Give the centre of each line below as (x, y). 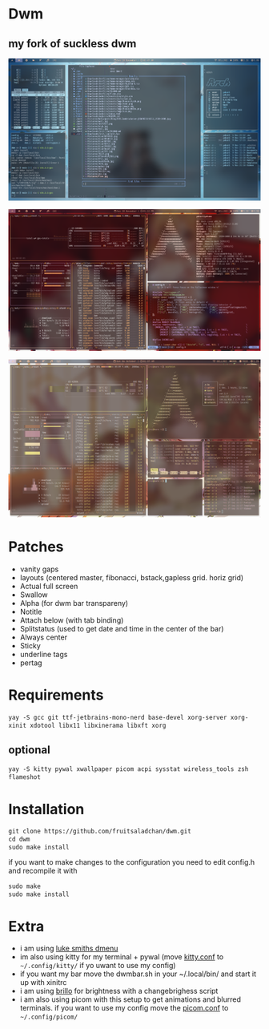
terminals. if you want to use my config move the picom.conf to (124, 1008)
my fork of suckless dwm (72, 44)
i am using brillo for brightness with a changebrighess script (119, 991)
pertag (31, 663)
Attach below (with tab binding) (72, 620)
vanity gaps (39, 569)
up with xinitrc (43, 983)
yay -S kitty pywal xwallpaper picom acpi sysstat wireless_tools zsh (128, 769)
